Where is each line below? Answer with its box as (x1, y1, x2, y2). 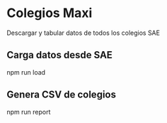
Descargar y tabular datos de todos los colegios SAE (6, 28, 161, 37)
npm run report (6, 107, 51, 116)
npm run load (6, 68, 46, 76)
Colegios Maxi (6, 5, 93, 21)
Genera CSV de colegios (6, 89, 116, 101)
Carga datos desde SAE (6, 49, 113, 61)
